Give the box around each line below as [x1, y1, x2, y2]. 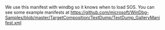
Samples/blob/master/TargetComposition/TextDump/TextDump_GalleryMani [5, 15, 160, 20]
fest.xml [5, 20, 22, 26]
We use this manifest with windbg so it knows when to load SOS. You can [5, 4, 155, 10]
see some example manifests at [5, 9, 70, 15]
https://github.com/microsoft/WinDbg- [70, 9, 149, 15]
